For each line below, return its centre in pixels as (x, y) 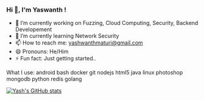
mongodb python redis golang (44, 79)
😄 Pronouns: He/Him (42, 52)
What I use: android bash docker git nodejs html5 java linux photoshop (95, 73)
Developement (33, 29)
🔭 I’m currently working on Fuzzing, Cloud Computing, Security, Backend (107, 23)
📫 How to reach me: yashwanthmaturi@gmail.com (79, 43)
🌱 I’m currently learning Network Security (67, 36)
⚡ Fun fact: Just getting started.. (55, 59)
